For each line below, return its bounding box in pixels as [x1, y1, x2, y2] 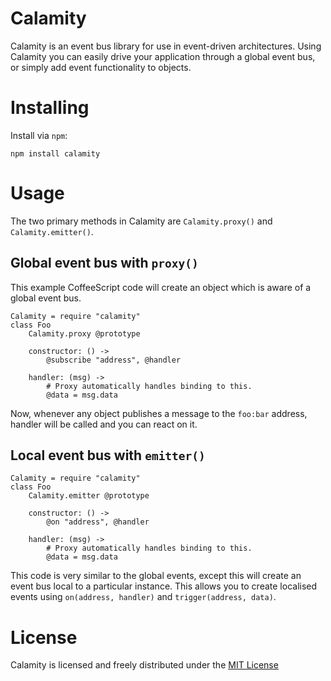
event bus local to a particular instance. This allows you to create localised [10, 580, 318, 592]
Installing [10, 97, 90, 119]
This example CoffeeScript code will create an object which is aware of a [10, 281, 312, 293]
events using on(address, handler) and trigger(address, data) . [10, 591, 277, 603]
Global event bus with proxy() [10, 255, 199, 272]
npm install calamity [10, 148, 101, 159]
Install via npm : [10, 129, 68, 141]
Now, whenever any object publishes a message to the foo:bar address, [10, 407, 308, 419]
